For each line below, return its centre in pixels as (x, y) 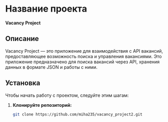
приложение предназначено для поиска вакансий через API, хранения (82, 62)
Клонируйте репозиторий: (42, 105)
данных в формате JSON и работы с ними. (52, 67)
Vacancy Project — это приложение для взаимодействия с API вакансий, (84, 51)
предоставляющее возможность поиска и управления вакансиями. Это (83, 56)
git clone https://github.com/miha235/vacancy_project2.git (77, 114)
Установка (23, 83)
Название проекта (46, 9)
